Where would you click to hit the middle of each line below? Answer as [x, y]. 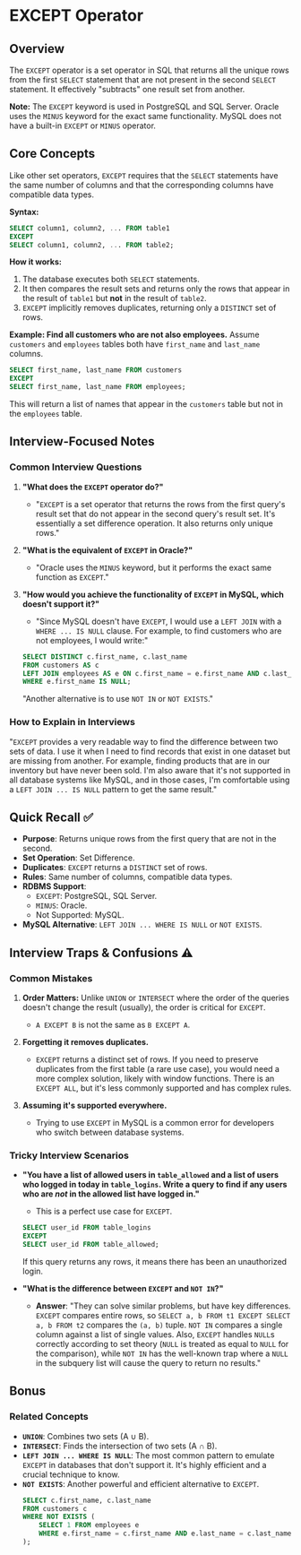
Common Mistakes [51, 978]
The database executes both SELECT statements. [111, 280]
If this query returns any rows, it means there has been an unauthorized [155, 1261]
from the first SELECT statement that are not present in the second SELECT [142, 80]
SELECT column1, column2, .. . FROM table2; [92, 245]
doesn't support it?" [61, 604]
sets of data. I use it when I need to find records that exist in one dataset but [150, 751]
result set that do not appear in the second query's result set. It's [155, 514]
